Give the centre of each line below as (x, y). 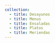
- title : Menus (25, 19)
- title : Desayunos (30, 14)
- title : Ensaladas (30, 23)
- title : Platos (26, 28)
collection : (17, 10)
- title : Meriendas (30, 33)
